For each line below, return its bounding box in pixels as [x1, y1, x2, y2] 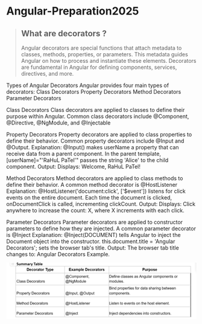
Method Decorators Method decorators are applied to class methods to [6, 175, 183, 182]
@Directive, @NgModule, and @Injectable [6, 119, 111, 126]
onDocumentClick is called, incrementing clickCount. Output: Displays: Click [6, 201, 196, 207]
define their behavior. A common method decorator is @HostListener [6, 181, 178, 188]
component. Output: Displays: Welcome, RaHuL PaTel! [6, 163, 140, 170]
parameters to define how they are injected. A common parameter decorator [6, 225, 196, 232]
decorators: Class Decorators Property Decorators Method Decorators [6, 88, 181, 95]
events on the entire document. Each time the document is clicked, [6, 194, 172, 201]
